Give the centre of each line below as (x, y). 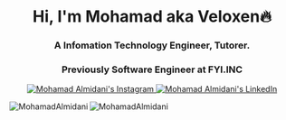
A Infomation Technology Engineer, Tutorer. (152, 45)
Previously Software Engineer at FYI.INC (152, 69)
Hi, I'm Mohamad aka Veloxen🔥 (152, 17)
